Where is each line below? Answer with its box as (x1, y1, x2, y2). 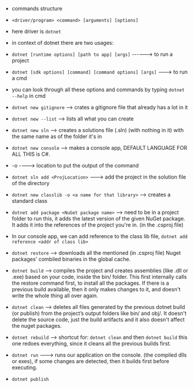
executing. (11, 364, 38, 371)
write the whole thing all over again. (11, 292, 98, 299)
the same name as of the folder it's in (11, 133, 102, 140)
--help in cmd (11, 93, 46, 99)
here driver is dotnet (11, 28, 62, 35)
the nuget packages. (11, 323, 62, 329)
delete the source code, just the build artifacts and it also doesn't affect (11, 316, 185, 323)
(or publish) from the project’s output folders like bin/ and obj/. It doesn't (11, 310, 187, 317)
